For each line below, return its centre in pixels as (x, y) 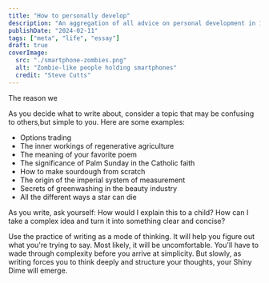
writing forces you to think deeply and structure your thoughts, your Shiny (130, 261)
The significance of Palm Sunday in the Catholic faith (107, 163)
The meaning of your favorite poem (78, 154)
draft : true (28, 46)
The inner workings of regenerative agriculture (97, 145)
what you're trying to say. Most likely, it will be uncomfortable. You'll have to (133, 245)
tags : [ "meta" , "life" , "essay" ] (64, 38)
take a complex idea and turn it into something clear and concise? (117, 221)
